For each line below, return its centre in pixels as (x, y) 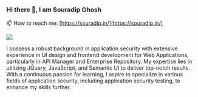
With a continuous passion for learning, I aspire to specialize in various (95, 75)
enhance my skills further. (39, 87)
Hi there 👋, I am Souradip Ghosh (54, 10)
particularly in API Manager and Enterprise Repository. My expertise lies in (99, 62)
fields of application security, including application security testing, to (93, 81)
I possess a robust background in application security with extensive (92, 48)
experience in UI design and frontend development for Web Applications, (98, 55)
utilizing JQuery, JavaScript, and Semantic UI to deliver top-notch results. (98, 68)
